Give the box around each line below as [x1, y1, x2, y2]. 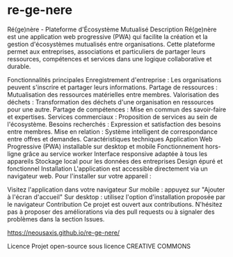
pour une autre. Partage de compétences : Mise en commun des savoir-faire [7, 105, 227, 114]
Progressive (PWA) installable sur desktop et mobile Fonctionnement [7, 142, 204, 150]
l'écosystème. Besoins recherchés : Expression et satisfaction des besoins [7, 120, 221, 128]
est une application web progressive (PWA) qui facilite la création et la [7, 32, 208, 40]
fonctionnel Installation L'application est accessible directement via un [7, 164, 209, 173]
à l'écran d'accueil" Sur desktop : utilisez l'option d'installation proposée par [7, 192, 226, 201]
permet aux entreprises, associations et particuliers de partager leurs [7, 47, 206, 56]
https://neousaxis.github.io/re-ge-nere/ [7, 228, 120, 237]
